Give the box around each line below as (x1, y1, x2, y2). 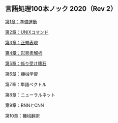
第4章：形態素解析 (5, 50, 43, 56)
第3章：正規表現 (5, 39, 38, 45)
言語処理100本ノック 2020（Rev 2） (5, 4, 117, 13)
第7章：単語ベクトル (5, 81, 47, 87)
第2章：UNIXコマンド (5, 29, 49, 35)
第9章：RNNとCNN (5, 102, 44, 108)
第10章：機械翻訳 (5, 113, 40, 119)
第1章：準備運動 (5, 19, 37, 25)
